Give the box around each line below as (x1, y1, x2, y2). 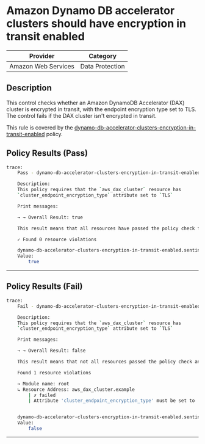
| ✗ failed (28, 392, 56, 398)
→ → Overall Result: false (17, 348, 86, 354)
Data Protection (80, 62, 125, 70)
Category (88, 51, 117, 60)
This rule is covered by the (6, 123, 73, 131)
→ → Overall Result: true (17, 214, 84, 220)
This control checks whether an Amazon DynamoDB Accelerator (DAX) (6, 99, 185, 106)
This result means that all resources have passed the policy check (17, 225, 195, 231)
